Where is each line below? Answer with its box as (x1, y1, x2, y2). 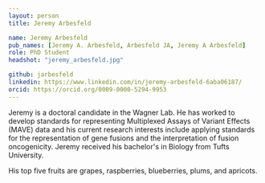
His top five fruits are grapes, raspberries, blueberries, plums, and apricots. (8, 165, 259, 175)
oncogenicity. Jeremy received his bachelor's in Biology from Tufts (8, 141, 230, 151)
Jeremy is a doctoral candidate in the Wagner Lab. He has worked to (8, 108, 235, 117)
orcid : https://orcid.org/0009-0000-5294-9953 (8, 85, 167, 93)
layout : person (8, 11, 59, 20)
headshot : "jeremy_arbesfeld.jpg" (8, 56, 124, 64)
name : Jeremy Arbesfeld (8, 34, 88, 42)
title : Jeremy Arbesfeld (8, 19, 92, 27)
